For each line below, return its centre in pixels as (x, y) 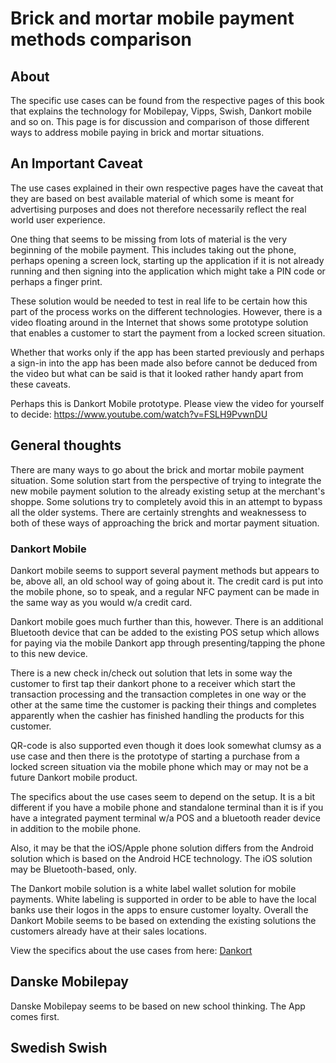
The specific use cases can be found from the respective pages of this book (167, 100)
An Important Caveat (76, 163)
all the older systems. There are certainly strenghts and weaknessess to (158, 512)
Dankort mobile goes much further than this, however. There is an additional (167, 621)
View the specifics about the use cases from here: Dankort (131, 950)
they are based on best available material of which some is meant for (152, 198)
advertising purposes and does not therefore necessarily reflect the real (158, 209)
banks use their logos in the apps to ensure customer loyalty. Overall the (159, 909)
